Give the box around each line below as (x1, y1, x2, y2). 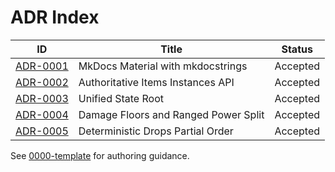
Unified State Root (78, 91, 164, 105)
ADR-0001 (15, 59, 69, 73)
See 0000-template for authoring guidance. (10, 149, 190, 161)
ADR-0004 (15, 107, 69, 121)
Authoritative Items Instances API (78, 75, 235, 89)
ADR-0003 (15, 91, 69, 105)
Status (281, 42, 313, 56)
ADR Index (10, 6, 100, 29)
